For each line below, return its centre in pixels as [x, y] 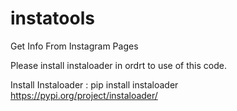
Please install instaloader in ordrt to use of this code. [118, 65]
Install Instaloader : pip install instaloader [94, 84]
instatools [52, 18]
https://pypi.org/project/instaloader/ [84, 95]
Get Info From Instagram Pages [74, 46]
